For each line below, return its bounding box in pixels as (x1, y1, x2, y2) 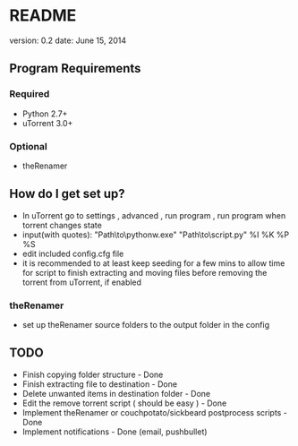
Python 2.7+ (21, 108, 68, 119)
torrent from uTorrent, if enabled (21, 277, 141, 287)
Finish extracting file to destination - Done (21, 378, 177, 390)
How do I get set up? (9, 186, 125, 202)
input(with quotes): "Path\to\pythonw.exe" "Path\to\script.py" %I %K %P (21, 229, 289, 240)
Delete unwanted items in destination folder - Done (21, 388, 211, 399)
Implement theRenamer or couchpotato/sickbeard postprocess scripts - (21, 407, 288, 417)
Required (9, 88, 50, 100)
